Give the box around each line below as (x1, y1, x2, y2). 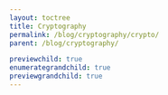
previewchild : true (9, 55, 83, 64)
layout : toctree (9, 13, 70, 23)
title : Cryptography (9, 22, 88, 31)
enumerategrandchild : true (9, 63, 111, 72)
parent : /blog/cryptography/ (9, 38, 119, 48)
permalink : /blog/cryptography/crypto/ (9, 30, 160, 39)
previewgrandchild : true (9, 71, 103, 81)
